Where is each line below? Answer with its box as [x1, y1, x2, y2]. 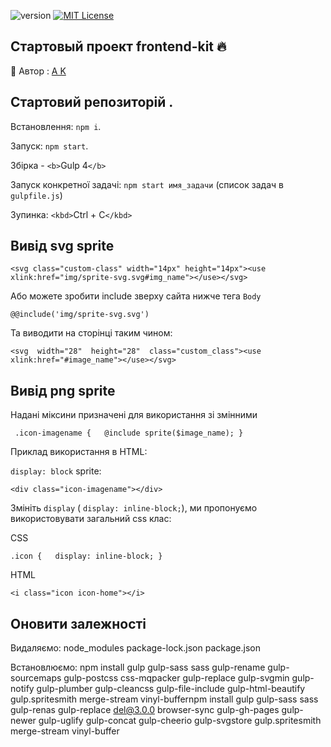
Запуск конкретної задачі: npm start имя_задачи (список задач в [10, 178, 284, 190]
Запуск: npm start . [10, 140, 89, 152]
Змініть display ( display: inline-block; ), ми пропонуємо [10, 502, 258, 514]
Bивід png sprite [10, 382, 116, 399]
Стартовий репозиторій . [10, 94, 174, 111]
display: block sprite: [10, 465, 102, 477]
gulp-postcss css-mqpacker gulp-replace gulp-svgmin [63, 672, 290, 684]
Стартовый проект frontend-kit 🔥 [10, 38, 227, 55]
